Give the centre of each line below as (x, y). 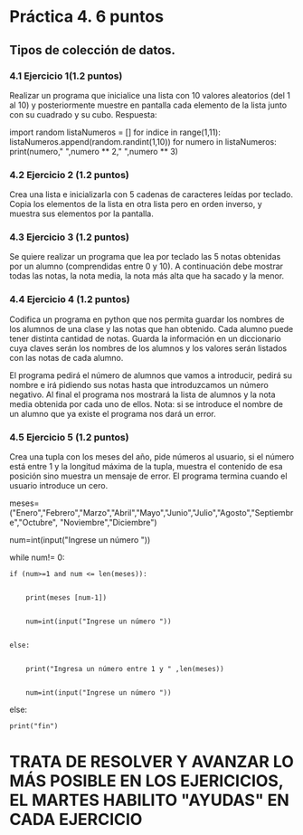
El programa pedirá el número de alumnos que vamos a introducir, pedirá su (151, 375)
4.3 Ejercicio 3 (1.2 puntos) (69, 237)
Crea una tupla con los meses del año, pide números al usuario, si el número (152, 457)
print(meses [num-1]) (66, 598)
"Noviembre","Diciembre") (109, 523)
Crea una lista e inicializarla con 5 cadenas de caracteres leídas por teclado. (151, 195)
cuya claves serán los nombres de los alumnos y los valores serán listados (148, 348)
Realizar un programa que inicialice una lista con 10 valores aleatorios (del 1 (150, 95)
